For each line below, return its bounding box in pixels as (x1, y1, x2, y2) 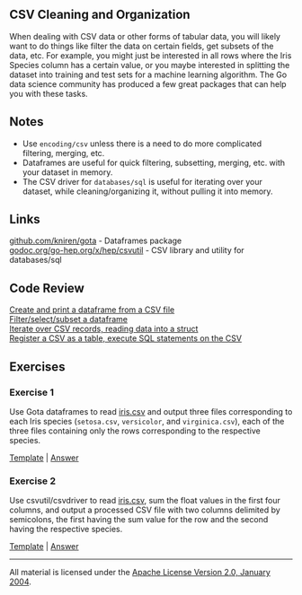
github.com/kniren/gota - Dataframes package (9, 235, 182, 246)
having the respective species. (9, 524, 123, 535)
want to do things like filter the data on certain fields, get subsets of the (9, 40, 274, 51)
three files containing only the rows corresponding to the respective (9, 425, 261, 436)
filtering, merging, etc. (22, 147, 105, 158)
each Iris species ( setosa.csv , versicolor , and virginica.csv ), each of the (9, 416, 285, 426)
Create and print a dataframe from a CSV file (9, 304, 175, 315)
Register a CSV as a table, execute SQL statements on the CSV (9, 333, 243, 344)
